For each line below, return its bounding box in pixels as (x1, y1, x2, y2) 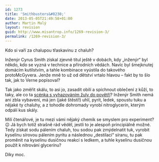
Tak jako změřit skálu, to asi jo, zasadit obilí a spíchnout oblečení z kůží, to (5, 87, 154, 92)
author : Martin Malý (5, 20, 47, 26)
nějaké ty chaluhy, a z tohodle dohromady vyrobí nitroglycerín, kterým (5, 102, 145, 108)
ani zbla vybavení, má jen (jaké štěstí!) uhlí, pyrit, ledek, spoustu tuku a (5, 97, 146, 103)
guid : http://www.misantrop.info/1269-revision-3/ (5, 29, 110, 34)
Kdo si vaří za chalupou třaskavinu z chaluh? (5, 47, 94, 53)
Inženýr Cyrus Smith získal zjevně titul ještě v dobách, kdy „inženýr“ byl (5, 57, 148, 62)
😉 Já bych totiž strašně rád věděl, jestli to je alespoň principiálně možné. (5, 121, 151, 127)
